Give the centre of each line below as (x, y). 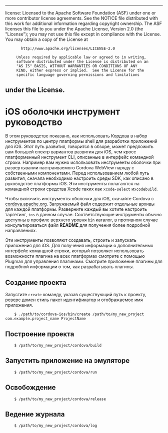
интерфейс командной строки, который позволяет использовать (74, 251)
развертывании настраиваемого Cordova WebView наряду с (70, 168)
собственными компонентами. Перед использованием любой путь (77, 173)
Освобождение (30, 388)
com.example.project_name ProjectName (45, 319)
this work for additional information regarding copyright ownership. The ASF (84, 23)
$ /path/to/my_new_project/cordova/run (56, 372)
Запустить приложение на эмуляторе (67, 361)
